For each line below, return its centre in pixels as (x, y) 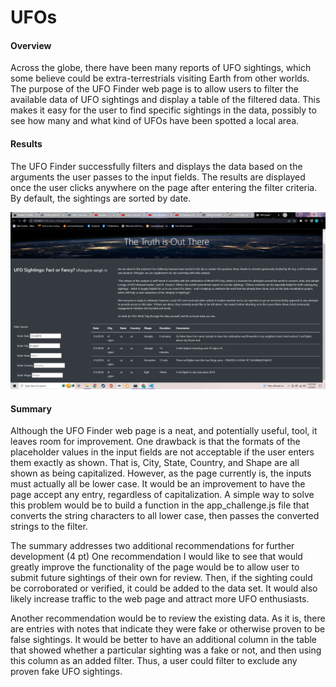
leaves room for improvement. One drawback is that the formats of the (155, 442)
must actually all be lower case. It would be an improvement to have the (158, 484)
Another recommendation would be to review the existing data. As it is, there (168, 618)
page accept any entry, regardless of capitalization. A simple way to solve (162, 495)
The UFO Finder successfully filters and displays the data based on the (156, 166)
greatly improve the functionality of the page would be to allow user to (155, 567)
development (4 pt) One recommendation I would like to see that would (156, 557)
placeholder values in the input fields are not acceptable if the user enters (162, 452)
